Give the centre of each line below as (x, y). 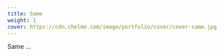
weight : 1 (22, 20)
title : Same (25, 14)
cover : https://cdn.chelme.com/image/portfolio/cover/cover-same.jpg (112, 27)
